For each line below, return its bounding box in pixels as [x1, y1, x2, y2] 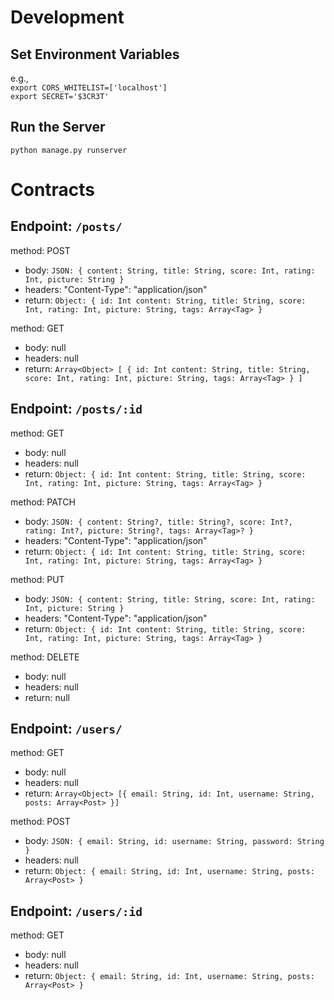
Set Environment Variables [10, 46, 180, 63]
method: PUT [10, 573, 65, 585]
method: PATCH [10, 496, 76, 508]
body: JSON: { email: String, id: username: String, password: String [24, 835, 325, 847]
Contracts [10, 179, 96, 201]
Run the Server [10, 119, 106, 136]
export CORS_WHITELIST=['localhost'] [10, 83, 168, 93]
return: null [24, 691, 70, 703]
